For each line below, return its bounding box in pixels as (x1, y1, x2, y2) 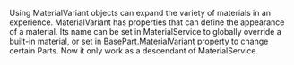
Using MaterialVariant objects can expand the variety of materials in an (9, 8, 272, 18)
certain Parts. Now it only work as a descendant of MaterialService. (9, 45, 259, 56)
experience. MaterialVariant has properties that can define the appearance (9, 17, 285, 28)
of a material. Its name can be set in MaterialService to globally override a (9, 27, 282, 37)
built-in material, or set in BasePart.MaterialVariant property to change (9, 36, 269, 46)
